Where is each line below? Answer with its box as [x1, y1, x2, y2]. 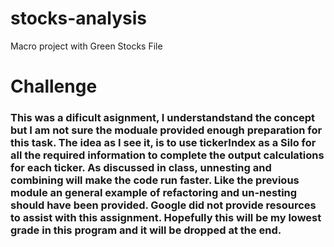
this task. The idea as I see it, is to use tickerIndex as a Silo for [10, 136, 317, 150]
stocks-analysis [10, 7, 147, 30]
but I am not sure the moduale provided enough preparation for [10, 123, 323, 137]
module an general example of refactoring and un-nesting [10, 186, 298, 200]
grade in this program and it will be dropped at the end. [10, 223, 282, 237]
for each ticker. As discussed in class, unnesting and [10, 161, 272, 175]
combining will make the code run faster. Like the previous [10, 173, 300, 187]
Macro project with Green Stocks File [10, 40, 163, 52]
